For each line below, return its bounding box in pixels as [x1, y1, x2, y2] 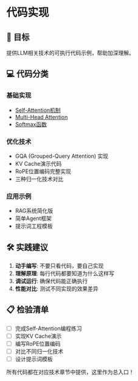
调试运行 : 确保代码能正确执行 [15, 278, 88, 285]
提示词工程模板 [15, 223, 53, 230]
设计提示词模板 [15, 355, 53, 363]
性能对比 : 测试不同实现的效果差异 [15, 285, 98, 292]
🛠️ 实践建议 [6, 242, 49, 253]
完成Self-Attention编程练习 [15, 325, 82, 332]
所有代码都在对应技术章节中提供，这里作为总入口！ [6, 368, 134, 376]
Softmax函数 [15, 120, 47, 128]
